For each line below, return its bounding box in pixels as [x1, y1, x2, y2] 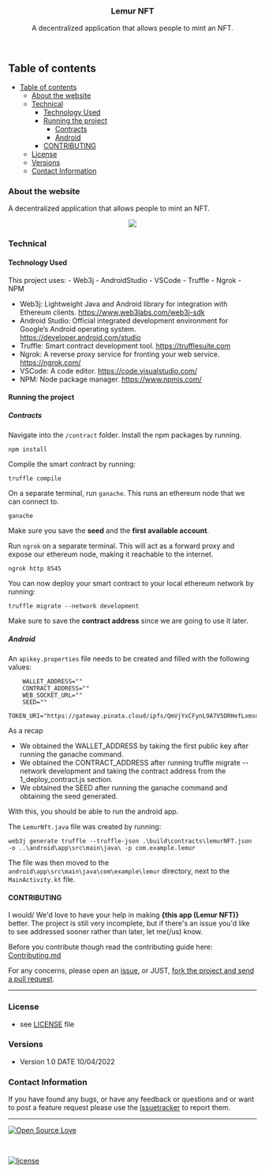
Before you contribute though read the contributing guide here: [8, 942, 213, 951]
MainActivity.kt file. [8, 875, 76, 884]
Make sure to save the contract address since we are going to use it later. [8, 616, 248, 626]
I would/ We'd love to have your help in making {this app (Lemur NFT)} [8, 910, 239, 920]
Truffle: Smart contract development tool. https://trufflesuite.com [19, 341, 231, 350]
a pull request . [8, 974, 55, 984]
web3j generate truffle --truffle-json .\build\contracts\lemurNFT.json [8, 837, 252, 845]
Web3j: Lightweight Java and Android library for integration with [19, 299, 228, 308]
